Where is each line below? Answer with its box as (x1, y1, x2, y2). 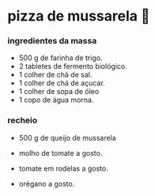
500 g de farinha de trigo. (18, 53, 103, 62)
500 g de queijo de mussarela (18, 133, 116, 142)
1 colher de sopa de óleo (18, 87, 100, 96)
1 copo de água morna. (18, 95, 94, 105)
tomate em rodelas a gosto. (18, 164, 108, 173)
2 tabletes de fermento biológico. (18, 62, 127, 71)
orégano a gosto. (18, 179, 75, 188)
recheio (7, 115, 38, 126)
